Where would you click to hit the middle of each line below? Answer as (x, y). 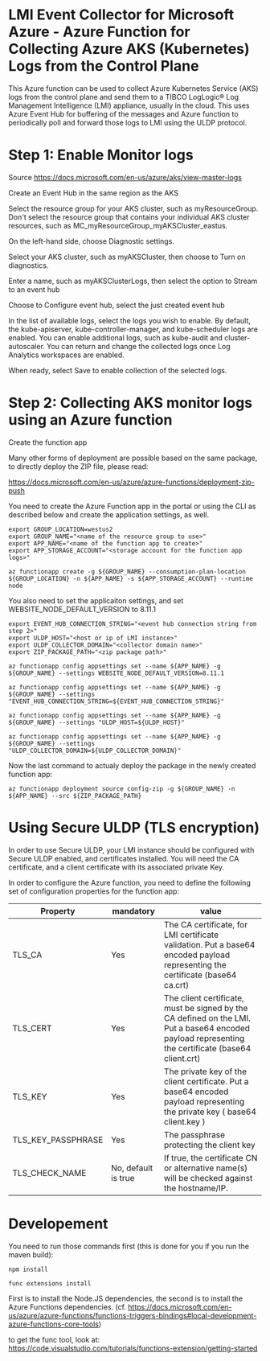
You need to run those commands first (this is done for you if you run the (129, 1246)
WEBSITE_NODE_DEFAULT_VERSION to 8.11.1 (82, 609)
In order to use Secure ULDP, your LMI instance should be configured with (131, 849)
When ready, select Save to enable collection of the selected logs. (118, 370)
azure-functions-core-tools (53, 1324)
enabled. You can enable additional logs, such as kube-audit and (116, 337)
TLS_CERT (32, 1028)
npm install (28, 1269)
